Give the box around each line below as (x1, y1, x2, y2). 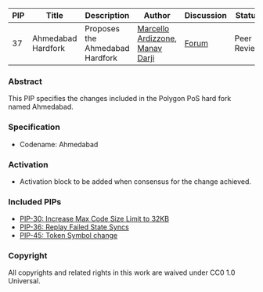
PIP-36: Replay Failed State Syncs (19, 222, 129, 232)
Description (85, 10, 130, 20)
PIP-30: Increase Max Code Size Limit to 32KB (19, 214, 170, 224)
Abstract (8, 76, 43, 87)
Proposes (85, 23, 120, 34)
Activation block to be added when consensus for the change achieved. (19, 176, 252, 186)
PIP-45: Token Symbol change (19, 231, 118, 240)
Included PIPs (8, 196, 62, 207)
